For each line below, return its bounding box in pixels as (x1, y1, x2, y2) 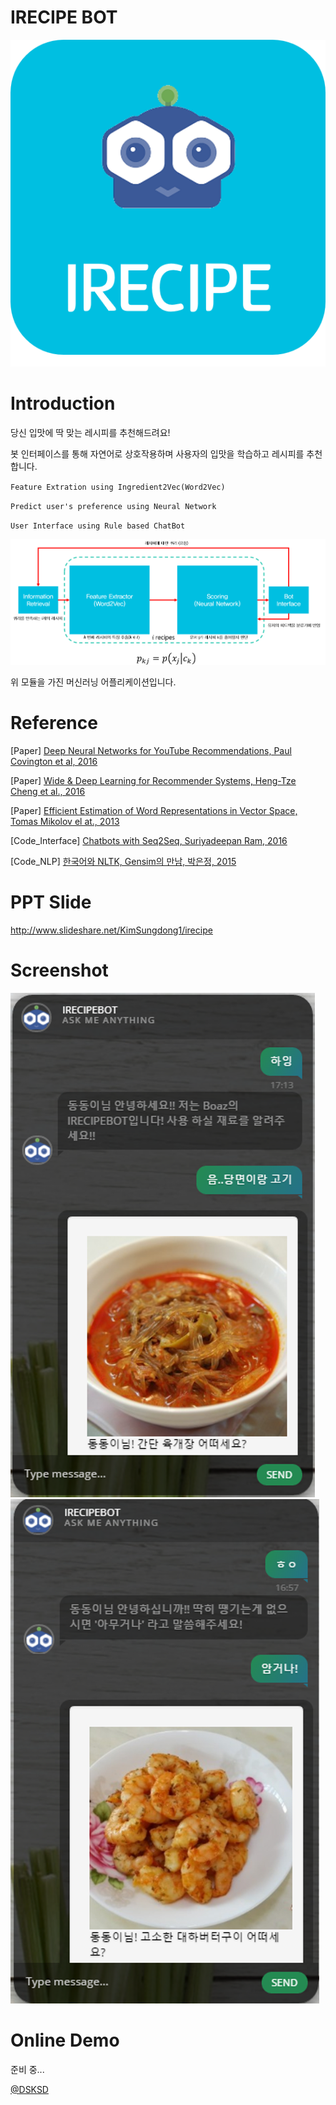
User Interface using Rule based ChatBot (10, 521, 186, 531)
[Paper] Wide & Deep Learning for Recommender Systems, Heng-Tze (10, 774, 297, 786)
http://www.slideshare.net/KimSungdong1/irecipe (10, 924, 213, 936)
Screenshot (10, 959, 109, 981)
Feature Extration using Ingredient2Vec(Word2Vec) (10, 482, 226, 492)
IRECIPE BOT (10, 6, 118, 29)
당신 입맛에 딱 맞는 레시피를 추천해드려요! (10, 426, 171, 438)
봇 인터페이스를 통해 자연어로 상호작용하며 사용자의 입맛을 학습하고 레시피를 (10, 447, 305, 460)
